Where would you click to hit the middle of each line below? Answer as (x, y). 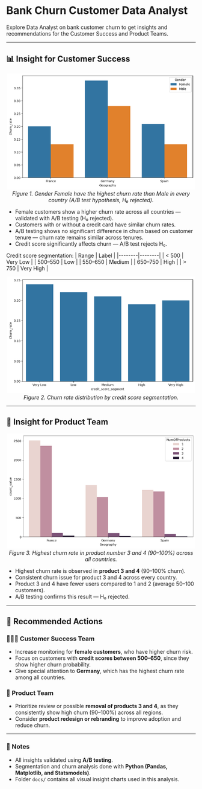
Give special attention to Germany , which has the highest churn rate (99, 671)
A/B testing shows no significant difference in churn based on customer (104, 231)
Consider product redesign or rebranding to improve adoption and (98, 719)
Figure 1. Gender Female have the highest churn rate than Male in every (101, 193)
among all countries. (40, 677)
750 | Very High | (27, 268)
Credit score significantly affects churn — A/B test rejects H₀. (91, 244)
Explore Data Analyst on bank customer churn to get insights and (87, 27)
